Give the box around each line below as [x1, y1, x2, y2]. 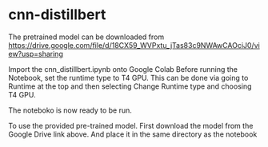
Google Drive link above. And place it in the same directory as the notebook [8, 129, 258, 139]
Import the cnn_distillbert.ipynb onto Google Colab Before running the [8, 64, 238, 73]
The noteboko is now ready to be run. [8, 105, 132, 115]
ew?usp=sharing [8, 49, 64, 58]
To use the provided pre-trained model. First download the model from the [8, 121, 254, 130]
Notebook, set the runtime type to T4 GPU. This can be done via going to [8, 73, 249, 82]
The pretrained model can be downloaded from [8, 32, 165, 42]
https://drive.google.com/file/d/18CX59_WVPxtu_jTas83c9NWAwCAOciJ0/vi [8, 40, 260, 50]
